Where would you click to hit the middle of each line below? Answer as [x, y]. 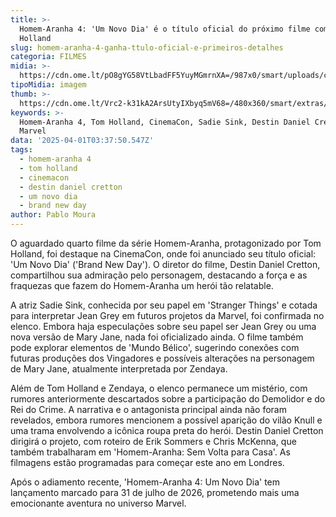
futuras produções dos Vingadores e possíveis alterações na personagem [162, 358]
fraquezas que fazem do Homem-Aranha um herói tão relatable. [142, 285]
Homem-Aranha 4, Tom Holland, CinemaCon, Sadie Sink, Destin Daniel [165, 122]
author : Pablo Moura [53, 215]
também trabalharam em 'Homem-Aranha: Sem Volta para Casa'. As [150, 452]
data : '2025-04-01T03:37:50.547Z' [82, 141]
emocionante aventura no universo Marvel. [98, 503]
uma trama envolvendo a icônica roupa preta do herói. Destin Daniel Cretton [167, 430]
